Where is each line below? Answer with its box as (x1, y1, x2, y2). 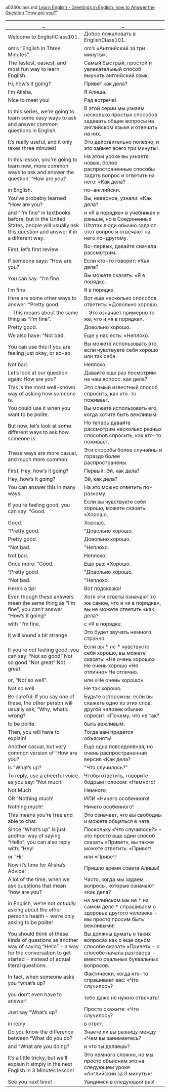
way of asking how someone (8, 390, 76, 397)
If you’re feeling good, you (8, 501, 70, 508)
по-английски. (84, 187, 120, 193)
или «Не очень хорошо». (84, 677, 145, 684)
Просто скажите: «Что (84, 1005, 139, 1013)
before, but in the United (8, 216, 66, 222)
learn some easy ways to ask (8, 114, 77, 121)
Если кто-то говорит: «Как (84, 258, 150, 264)
